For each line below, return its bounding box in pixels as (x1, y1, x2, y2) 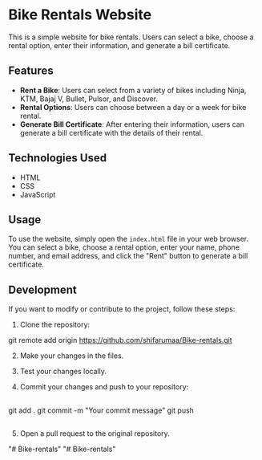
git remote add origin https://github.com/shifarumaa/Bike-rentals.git (8, 336, 232, 345)
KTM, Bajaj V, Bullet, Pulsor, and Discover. (19, 94, 159, 104)
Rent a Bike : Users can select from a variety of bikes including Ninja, (19, 85, 247, 95)
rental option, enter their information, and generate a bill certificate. (8, 40, 231, 50)
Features (8, 64, 54, 78)
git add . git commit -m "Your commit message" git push (8, 405, 195, 415)
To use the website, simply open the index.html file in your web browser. (8, 234, 249, 244)
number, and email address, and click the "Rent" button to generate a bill (8, 251, 248, 261)
